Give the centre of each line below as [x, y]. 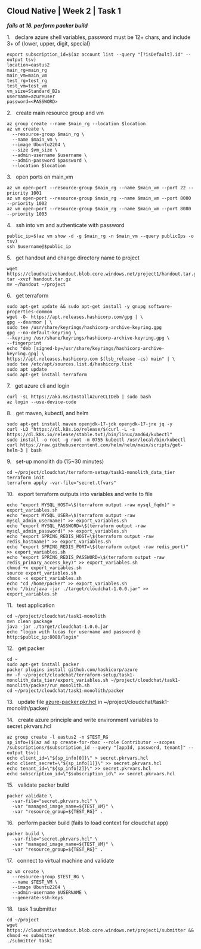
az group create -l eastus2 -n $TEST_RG [58, 737]
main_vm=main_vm [27, 75]
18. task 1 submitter [32, 909]
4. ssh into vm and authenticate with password [66, 225]
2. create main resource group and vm [55, 113]
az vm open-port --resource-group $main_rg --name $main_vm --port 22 [96, 188]
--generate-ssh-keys [38, 897]
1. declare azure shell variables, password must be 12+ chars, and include [99, 37]
